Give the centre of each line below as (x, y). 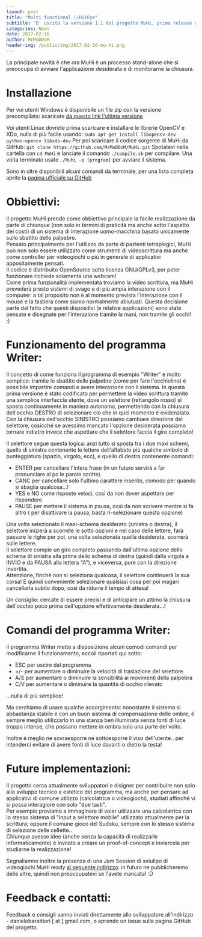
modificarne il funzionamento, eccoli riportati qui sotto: (74, 653)
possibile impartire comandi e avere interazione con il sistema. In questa (96, 387)
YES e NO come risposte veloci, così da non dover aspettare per (94, 493)
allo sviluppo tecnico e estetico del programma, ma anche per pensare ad (97, 792)
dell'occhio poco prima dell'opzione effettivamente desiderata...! (86, 606)
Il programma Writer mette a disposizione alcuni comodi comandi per (92, 647)
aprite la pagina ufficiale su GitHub (49, 177)
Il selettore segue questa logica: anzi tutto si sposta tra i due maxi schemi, (98, 443)
